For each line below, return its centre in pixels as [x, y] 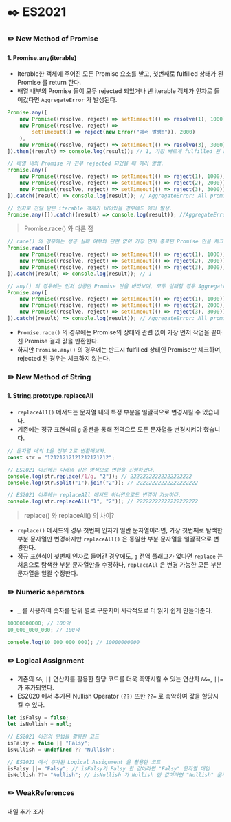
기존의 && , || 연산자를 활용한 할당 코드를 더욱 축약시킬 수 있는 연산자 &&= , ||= [120, 679]
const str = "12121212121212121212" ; [61, 457]
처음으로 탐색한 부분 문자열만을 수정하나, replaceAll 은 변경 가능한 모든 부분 [119, 565]
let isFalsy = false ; [38, 718]
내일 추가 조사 [26, 811]
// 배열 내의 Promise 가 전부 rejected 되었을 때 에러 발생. [86, 164]
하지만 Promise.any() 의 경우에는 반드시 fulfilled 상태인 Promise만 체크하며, [119, 349]
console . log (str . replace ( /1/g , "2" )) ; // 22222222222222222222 [100, 476]
